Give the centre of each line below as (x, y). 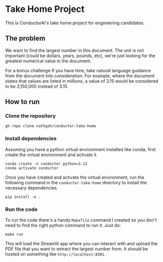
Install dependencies (31, 139)
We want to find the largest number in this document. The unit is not (75, 50)
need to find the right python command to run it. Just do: (63, 225)
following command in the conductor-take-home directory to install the (76, 182)
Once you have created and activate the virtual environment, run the (75, 177)
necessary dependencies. (32, 188)
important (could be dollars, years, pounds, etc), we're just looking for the (80, 55)
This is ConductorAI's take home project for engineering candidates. (75, 23)
